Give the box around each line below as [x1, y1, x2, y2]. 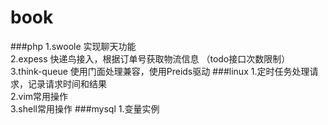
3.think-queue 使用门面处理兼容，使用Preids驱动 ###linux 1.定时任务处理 [10, 65, 310, 77]
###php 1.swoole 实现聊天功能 [10, 40, 137, 52]
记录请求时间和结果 [27, 77, 107, 90]
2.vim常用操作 [10, 90, 69, 102]
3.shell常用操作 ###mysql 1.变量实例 [10, 102, 160, 115]
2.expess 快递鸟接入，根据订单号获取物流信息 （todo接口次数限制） [10, 52, 291, 65]
